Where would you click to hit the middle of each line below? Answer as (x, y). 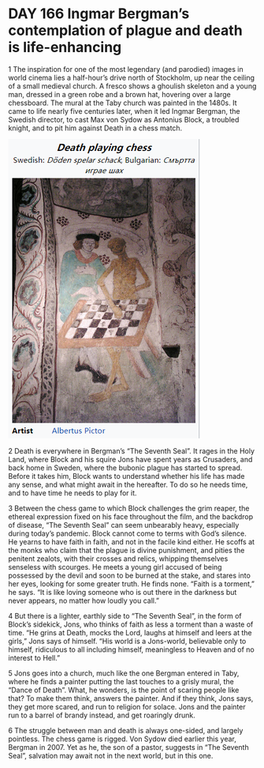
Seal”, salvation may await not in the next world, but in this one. (111, 755)
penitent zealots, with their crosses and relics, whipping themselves (118, 559)
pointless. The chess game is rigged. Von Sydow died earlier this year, (122, 739)
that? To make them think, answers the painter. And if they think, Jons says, (131, 698)
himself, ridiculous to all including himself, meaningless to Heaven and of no (131, 649)
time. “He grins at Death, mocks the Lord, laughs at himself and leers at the (130, 632)
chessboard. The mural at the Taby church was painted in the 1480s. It (123, 103)
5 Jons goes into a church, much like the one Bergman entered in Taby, (124, 673)
